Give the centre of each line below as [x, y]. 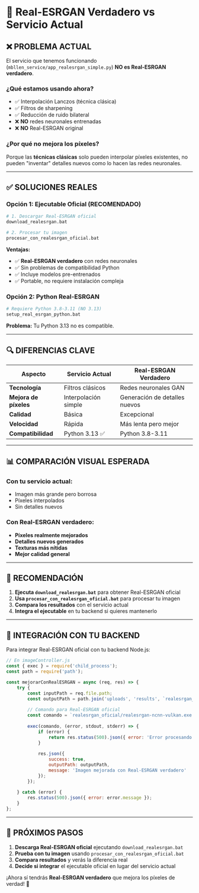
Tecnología [25, 387]
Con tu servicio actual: [39, 481]
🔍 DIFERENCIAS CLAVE [51, 351]
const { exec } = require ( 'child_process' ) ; [62, 666]
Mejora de [24, 397]
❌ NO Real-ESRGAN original [49, 128]
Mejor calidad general [42, 554]
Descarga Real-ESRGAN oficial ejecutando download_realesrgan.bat [99, 847]
